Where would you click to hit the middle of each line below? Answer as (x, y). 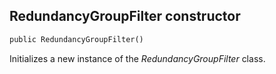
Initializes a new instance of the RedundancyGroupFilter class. (137, 58)
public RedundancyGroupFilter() (76, 39)
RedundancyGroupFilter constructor (125, 16)
